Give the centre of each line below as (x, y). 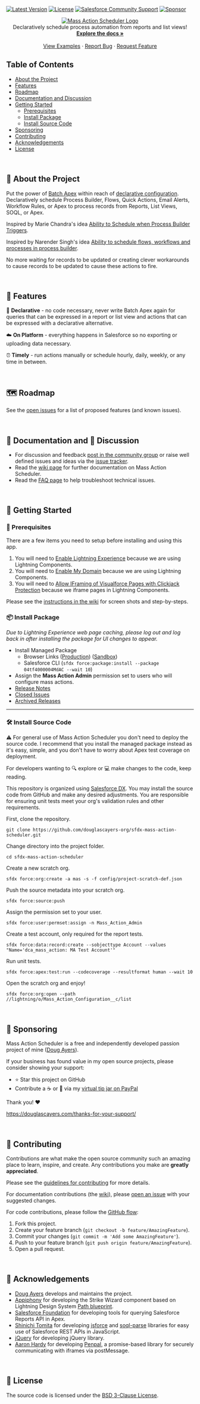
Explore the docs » (100, 33)
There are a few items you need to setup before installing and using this (94, 540)
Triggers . (17, 230)
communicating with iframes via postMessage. (72, 1350)
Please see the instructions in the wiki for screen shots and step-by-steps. (97, 601)
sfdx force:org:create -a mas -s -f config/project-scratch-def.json (94, 879)
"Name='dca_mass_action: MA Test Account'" (61, 950)
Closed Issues (32, 695)
